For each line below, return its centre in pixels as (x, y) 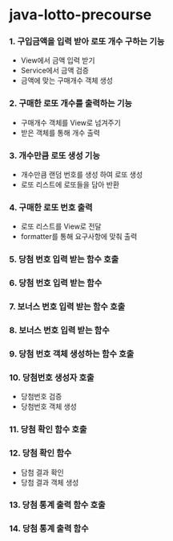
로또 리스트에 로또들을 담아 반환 (70, 185)
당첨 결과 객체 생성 (50, 482)
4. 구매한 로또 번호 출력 (51, 207)
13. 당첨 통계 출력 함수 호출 (58, 505)
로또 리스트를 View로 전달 (61, 226)
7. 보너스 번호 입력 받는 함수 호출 (67, 307)
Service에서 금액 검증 (55, 71)
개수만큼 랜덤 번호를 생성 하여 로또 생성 (82, 175)
